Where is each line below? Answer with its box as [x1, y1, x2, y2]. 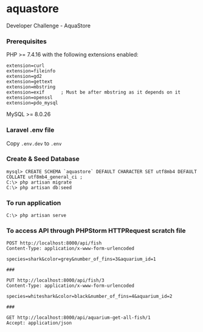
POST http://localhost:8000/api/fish [6, 240, 102, 246]
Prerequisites [6, 37, 47, 46]
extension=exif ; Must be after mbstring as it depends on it [6, 89, 181, 95]
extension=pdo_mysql [6, 100, 59, 106]
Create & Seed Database [6, 154, 80, 163]
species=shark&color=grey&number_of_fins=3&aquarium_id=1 [6, 256, 156, 263]
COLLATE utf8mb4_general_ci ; [6, 174, 83, 180]
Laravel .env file [6, 126, 55, 134]
